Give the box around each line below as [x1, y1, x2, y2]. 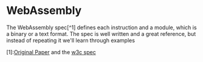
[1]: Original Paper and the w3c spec [6, 48, 96, 55]
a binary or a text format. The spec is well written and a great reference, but [6, 30, 196, 37]
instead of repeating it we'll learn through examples [6, 36, 136, 44]
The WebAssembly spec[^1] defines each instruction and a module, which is [6, 24, 197, 31]
